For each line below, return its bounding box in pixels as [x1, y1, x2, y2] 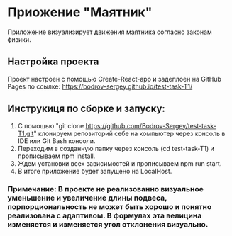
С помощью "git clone [17, 121, 84, 130]
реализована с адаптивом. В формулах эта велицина [7, 210, 202, 220]
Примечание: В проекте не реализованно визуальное [7, 184, 204, 194]
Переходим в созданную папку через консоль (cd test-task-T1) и [17, 144, 214, 152]
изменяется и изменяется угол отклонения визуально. [7, 220, 209, 230]
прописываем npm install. [17, 152, 96, 160]
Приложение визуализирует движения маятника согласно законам [7, 28, 213, 36]
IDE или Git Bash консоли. [17, 136, 96, 145]
